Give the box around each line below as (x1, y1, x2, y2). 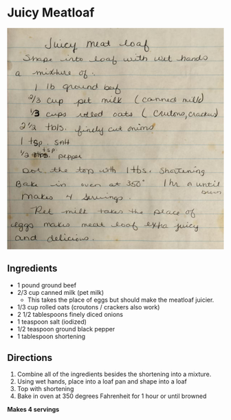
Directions (7, 352, 53, 364)
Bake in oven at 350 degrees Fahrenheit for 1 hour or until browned (16, 392, 207, 400)
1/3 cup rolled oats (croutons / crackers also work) (16, 302, 160, 311)
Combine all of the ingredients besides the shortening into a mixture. (16, 370, 212, 379)
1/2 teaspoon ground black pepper (16, 324, 115, 333)
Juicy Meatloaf (7, 5, 95, 21)
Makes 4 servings (7, 406, 60, 414)
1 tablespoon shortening (16, 332, 86, 340)
